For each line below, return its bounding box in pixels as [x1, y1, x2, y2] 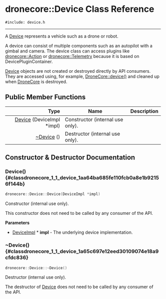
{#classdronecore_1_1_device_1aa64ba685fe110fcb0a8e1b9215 [5, 174, 159, 181]
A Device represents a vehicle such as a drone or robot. [5, 33, 119, 39]
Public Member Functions [5, 93, 86, 101]
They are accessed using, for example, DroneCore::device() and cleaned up [5, 73, 160, 79]
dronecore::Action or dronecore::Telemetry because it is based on [5, 53, 139, 59]
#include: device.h [5, 20, 45, 25]
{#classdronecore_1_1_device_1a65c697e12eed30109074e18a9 [5, 248, 159, 255]
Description [130, 107, 159, 114]
